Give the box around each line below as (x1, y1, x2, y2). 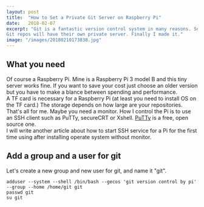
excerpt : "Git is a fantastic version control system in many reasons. (6, 25, 191, 32)
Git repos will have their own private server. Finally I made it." (6, 31, 183, 38)
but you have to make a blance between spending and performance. (6, 88, 178, 96)
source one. (6, 120, 36, 128)
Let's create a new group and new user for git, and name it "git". (6, 167, 167, 174)
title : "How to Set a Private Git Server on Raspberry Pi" (6, 15, 162, 21)
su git (6, 194, 23, 200)
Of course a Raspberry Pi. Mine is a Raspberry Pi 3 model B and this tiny (6, 75, 187, 82)
